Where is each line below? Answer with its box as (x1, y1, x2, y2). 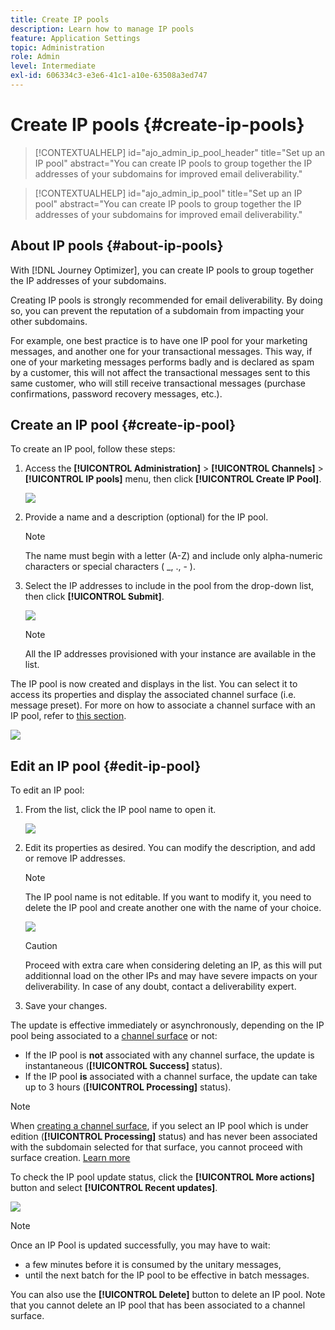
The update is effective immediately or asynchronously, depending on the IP (10, 1019, 325, 1031)
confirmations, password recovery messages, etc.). (10, 387, 223, 400)
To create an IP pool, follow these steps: (10, 443, 176, 455)
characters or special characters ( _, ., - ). (24, 561, 196, 573)
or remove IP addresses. (24, 852, 126, 865)
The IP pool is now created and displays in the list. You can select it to (10, 678, 298, 690)
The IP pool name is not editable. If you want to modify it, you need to (24, 891, 312, 903)
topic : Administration (10, 42, 105, 53)
